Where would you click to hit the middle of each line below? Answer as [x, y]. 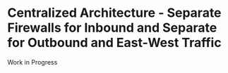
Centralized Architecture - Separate [114, 13]
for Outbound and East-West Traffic [114, 43]
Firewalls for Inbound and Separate [112, 28]
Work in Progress [32, 62]
